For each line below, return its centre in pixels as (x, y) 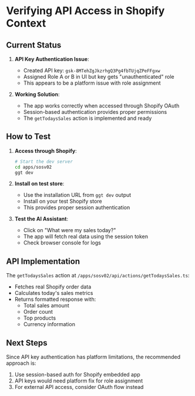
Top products (40, 318)
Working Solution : (37, 94)
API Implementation (43, 261)
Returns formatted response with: (55, 299)
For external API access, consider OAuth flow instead (79, 387)
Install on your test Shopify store (63, 202)
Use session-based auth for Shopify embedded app (78, 375)
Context (26, 23)
